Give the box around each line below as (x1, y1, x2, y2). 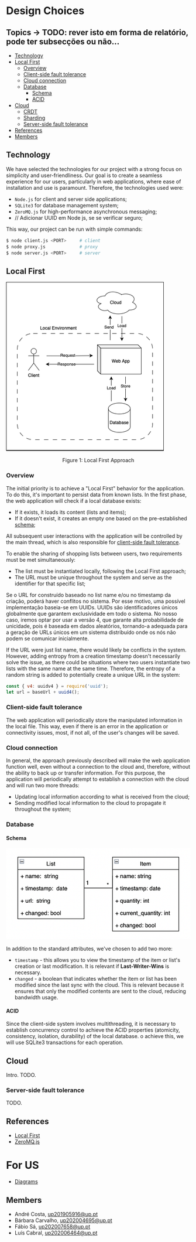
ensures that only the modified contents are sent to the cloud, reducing (14, 988, 186, 995)
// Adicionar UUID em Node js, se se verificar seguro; (14, 214, 143, 221)
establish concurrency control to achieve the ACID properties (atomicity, (6, 1026, 180, 1033)
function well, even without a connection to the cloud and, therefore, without (6, 763, 191, 770)
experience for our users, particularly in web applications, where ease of (6, 178, 181, 185)
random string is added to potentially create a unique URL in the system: (6, 671, 180, 678)
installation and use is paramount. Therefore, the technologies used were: (6, 184, 184, 191)
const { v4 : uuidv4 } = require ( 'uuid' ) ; (6, 683, 109, 689)
